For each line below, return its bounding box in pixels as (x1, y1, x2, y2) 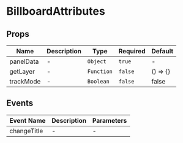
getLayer (9, 68, 35, 75)
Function (87, 68, 113, 75)
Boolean (87, 78, 110, 85)
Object (87, 58, 106, 65)
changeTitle (9, 126, 43, 135)
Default (151, 47, 174, 55)
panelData (9, 57, 39, 66)
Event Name (9, 116, 46, 125)
